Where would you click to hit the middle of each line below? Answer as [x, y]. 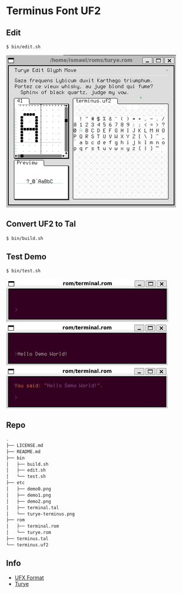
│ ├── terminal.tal [33, 508]
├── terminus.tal [27, 539]
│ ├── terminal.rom [33, 526]
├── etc [16, 483]
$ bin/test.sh [24, 271]
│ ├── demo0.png [29, 489]
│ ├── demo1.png [29, 495]
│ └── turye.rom [29, 533]
